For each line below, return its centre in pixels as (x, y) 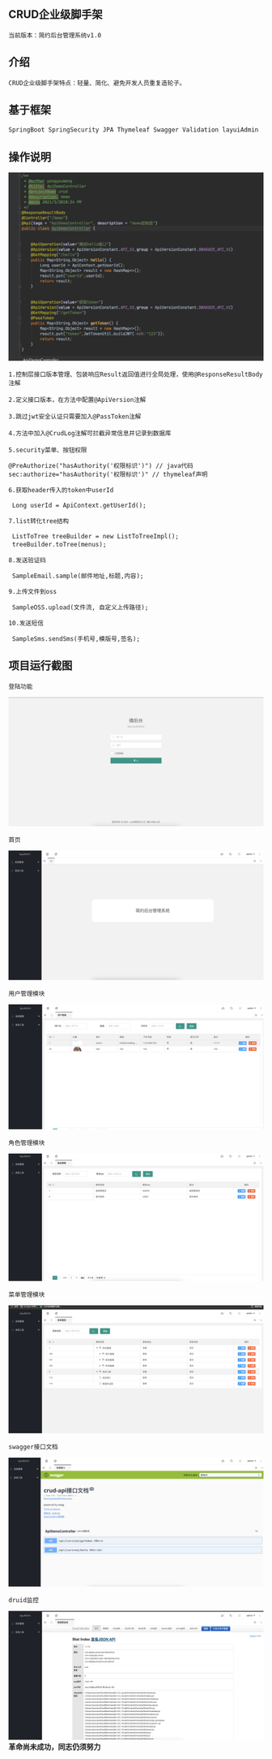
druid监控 (23, 1601)
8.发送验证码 (27, 560)
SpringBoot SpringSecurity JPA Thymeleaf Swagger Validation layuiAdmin (134, 130)
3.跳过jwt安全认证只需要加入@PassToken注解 (75, 417)
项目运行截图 (40, 666)
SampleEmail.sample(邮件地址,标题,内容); (78, 576)
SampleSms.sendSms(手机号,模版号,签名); (76, 639)
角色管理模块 (27, 1143)
